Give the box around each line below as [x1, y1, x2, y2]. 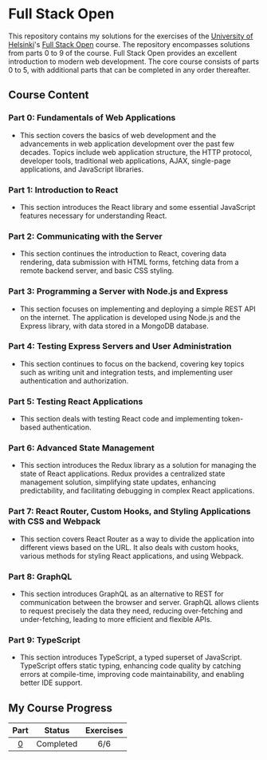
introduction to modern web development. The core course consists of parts [8, 57, 260, 66]
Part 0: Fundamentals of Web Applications [8, 113, 176, 124]
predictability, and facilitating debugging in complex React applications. [19, 486, 255, 496]
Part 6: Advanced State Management [8, 442, 155, 453]
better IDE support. [19, 678, 83, 687]
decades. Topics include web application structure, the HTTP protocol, [19, 147, 253, 156]
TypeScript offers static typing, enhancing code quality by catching [19, 661, 241, 671]
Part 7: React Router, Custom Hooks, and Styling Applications [8, 506, 251, 517]
